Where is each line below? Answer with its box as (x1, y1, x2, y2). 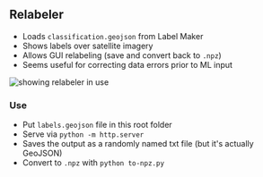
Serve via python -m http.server (22, 129, 145, 139)
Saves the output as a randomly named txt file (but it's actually (22, 139, 254, 149)
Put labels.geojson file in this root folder (22, 120, 172, 131)
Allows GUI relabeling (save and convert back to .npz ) (22, 49, 222, 61)
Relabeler (9, 7, 65, 22)
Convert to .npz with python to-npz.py (22, 157, 164, 168)
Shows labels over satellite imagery (22, 40, 153, 51)
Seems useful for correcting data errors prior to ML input (22, 59, 233, 70)
